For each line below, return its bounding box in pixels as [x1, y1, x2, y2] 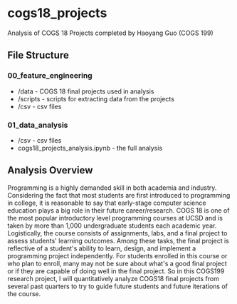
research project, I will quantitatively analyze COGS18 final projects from [7, 274, 219, 283]
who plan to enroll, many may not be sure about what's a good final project [7, 259, 228, 268]
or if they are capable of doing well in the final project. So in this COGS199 [7, 266, 225, 275]
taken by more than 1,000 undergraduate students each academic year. [7, 221, 217, 230]
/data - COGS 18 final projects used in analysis [17, 87, 154, 96]
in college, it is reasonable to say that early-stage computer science [7, 198, 206, 207]
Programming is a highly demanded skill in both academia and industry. [7, 183, 217, 192]
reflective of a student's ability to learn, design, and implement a [7, 244, 196, 253]
